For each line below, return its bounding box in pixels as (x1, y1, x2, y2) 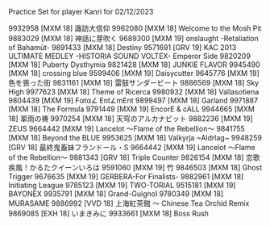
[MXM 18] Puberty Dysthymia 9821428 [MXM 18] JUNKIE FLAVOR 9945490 (8, 60, 260, 69)
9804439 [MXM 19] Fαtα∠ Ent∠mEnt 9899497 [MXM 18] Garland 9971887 (8, 96, 259, 105)
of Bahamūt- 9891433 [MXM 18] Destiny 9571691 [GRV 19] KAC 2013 (8, 43, 237, 52)
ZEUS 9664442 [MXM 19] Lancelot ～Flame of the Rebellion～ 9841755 (8, 124, 246, 133)
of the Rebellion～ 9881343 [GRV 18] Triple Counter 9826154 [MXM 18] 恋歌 (8, 153, 260, 162)
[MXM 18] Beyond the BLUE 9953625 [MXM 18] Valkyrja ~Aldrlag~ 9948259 (8, 133, 262, 142)
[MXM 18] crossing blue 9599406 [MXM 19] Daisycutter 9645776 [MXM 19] (8, 69, 260, 77)
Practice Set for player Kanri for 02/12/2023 (8, 7, 154, 16)
